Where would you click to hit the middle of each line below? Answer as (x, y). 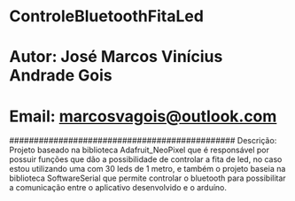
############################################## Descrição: (143, 141)
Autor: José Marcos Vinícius (116, 57)
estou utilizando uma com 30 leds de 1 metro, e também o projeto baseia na (147, 169)
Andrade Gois (61, 76)
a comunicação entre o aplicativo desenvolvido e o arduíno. (118, 188)
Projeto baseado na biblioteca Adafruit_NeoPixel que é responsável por (140, 150)
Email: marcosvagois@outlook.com (143, 116)
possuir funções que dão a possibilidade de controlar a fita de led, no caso (146, 159)
